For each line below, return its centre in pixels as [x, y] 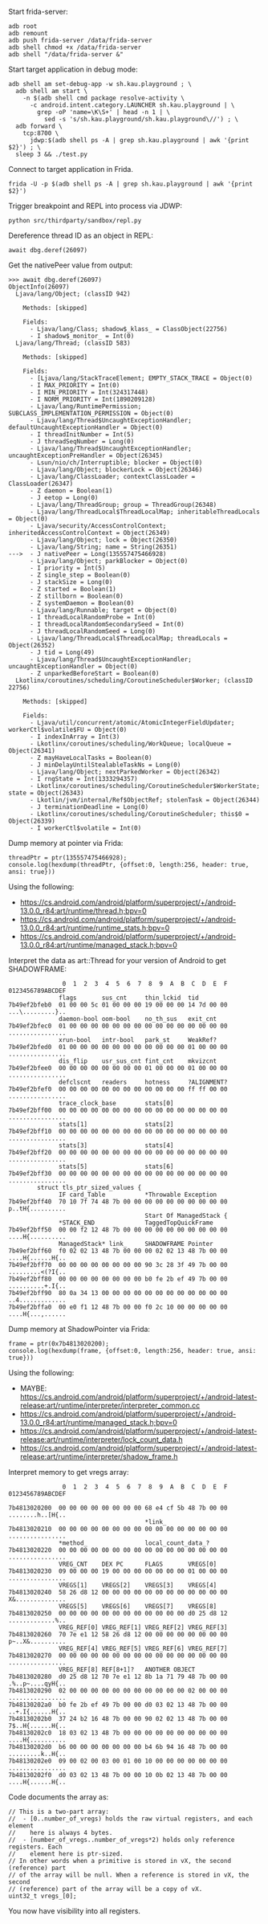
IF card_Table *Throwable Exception [138, 1195]
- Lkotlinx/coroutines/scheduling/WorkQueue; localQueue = [130, 744]
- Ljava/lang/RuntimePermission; [85, 406]
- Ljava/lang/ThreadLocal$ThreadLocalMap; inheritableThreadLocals [145, 512]
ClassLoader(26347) [41, 484]
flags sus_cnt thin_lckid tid [129, 998]
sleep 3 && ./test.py [52, 154]
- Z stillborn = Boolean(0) [77, 596]
